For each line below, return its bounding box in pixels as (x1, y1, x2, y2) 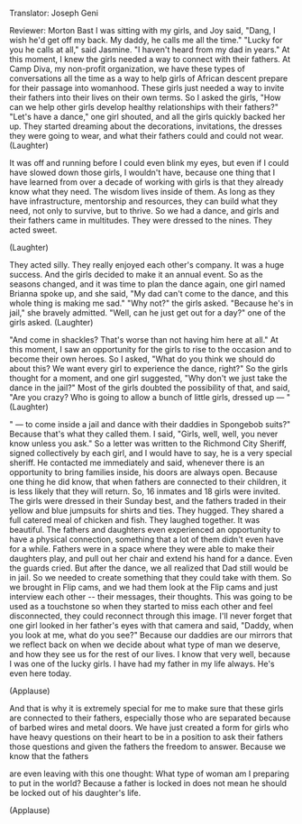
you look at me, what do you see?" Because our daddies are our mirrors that (9, 630, 293, 640)
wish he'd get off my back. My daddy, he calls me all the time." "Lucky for (9, 35, 283, 45)
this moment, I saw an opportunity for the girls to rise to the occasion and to (9, 344, 292, 354)
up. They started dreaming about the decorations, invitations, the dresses (9, 121, 282, 132)
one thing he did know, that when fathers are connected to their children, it (9, 477, 287, 487)
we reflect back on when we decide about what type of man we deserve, (9, 639, 281, 650)
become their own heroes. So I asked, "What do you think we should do (9, 353, 276, 364)
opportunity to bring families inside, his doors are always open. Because (9, 467, 278, 477)
